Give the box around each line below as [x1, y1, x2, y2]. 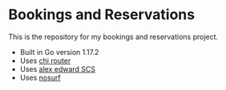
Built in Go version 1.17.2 [19, 47, 99, 57]
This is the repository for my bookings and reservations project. [8, 32, 219, 41]
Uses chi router [19, 56, 71, 65]
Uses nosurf [19, 72, 62, 82]
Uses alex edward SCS [19, 64, 96, 73]
